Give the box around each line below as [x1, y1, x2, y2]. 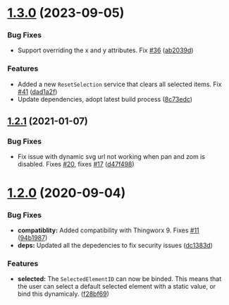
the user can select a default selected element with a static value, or [17, 282, 216, 291]
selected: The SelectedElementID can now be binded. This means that [17, 275, 222, 283]
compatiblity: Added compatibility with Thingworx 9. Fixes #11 [17, 226, 199, 234]
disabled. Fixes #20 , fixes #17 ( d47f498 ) [17, 160, 135, 169]
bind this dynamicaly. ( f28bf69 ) [17, 289, 109, 298]
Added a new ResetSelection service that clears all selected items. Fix [17, 80, 222, 88]
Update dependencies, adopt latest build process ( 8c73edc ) [17, 95, 192, 103]
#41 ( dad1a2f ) [17, 87, 58, 96]
